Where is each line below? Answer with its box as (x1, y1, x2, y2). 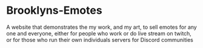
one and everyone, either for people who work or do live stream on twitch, (6, 29, 192, 37)
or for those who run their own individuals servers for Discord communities (6, 36, 194, 43)
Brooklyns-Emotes (6, 4, 102, 17)
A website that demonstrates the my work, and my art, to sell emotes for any (6, 23, 197, 31)
